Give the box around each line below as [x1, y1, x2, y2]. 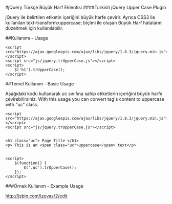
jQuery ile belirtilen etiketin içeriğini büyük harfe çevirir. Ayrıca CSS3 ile [5, 14, 155, 20]
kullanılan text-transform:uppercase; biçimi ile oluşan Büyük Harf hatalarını [5, 20, 163, 26]
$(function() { [14, 161, 47, 166]
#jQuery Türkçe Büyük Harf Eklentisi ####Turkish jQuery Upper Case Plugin [5, 5, 166, 10]
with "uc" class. [5, 102, 38, 107]
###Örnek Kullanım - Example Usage [5, 183, 83, 189]
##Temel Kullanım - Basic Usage [5, 81, 74, 86]
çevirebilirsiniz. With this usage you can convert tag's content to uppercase [5, 96, 165, 102]
